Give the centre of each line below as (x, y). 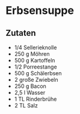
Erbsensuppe (40, 11)
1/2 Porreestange (36, 67)
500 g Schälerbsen (38, 73)
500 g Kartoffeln (35, 60)
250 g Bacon (30, 86)
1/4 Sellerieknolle (35, 47)
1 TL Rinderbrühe (35, 99)
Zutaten (21, 33)
